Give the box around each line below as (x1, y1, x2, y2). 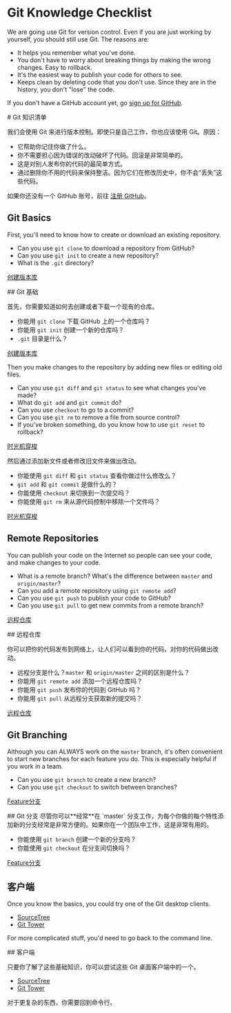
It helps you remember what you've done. (17, 48, 136, 57)
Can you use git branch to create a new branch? (17, 776, 157, 784)
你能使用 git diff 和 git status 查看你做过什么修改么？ (17, 471, 177, 480)
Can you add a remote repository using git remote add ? (17, 586, 177, 594)
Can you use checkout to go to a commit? (17, 405, 134, 414)
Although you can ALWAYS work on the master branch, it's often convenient (7, 747, 223, 756)
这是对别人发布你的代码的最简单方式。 (17, 159, 126, 167)
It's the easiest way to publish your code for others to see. (17, 71, 183, 79)
